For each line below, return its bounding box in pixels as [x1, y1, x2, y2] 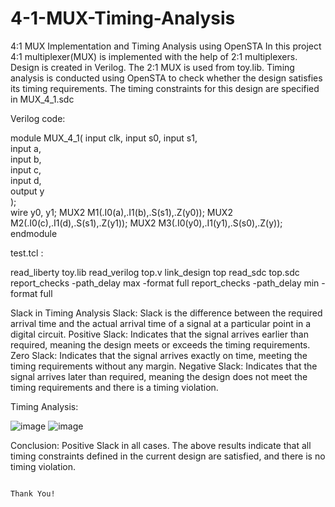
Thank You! [10, 488, 56, 499]
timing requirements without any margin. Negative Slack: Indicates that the [10, 360, 318, 372]
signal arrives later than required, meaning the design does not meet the [10, 370, 308, 382]
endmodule [10, 227, 58, 239]
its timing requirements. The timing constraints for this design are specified [10, 82, 320, 94]
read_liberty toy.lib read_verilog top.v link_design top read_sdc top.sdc [10, 266, 300, 278]
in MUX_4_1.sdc [10, 93, 75, 105]
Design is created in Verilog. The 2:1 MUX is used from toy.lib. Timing [10, 61, 295, 73]
